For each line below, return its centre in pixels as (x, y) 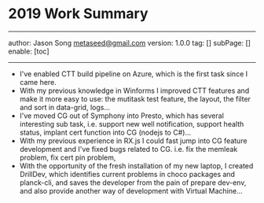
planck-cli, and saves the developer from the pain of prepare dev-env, (133, 183)
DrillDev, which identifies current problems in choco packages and (127, 174)
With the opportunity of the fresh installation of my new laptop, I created (136, 165)
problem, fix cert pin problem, (68, 157)
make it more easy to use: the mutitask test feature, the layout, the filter (135, 98)
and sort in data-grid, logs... (64, 107)
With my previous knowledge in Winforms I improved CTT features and (134, 90)
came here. (38, 82)
